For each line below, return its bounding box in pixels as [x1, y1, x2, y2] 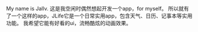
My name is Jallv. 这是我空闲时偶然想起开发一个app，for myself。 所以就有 [6, 5, 190, 12]
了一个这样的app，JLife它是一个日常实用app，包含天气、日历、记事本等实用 [6, 12, 193, 19]
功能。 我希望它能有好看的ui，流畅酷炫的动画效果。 [6, 20, 132, 26]
